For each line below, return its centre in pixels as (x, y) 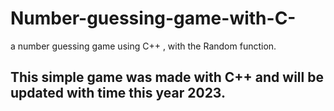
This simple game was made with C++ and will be (167, 77)
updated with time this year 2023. (118, 93)
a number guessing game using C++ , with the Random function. (143, 46)
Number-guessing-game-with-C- (153, 18)
